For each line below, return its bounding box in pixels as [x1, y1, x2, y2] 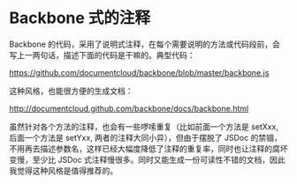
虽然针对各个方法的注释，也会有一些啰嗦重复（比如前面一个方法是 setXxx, [9, 121, 278, 132]
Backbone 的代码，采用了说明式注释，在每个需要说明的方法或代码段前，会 [9, 39, 281, 49]
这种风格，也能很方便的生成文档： [9, 85, 133, 96]
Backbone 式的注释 [9, 8, 151, 28]
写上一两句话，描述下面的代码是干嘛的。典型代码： [9, 49, 195, 60]
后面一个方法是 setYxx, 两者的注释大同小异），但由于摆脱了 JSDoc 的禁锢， [9, 132, 282, 143]
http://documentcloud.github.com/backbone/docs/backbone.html [9, 103, 249, 114]
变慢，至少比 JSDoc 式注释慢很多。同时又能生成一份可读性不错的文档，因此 [9, 154, 286, 165]
